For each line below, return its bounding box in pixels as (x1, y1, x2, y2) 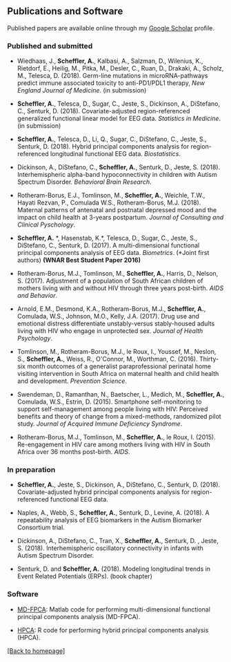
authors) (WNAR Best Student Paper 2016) (17, 256, 141, 265)
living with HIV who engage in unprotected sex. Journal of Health (17, 327, 203, 335)
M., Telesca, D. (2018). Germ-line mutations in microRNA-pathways (17, 72, 208, 80)
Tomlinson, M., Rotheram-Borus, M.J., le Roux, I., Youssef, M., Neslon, (17, 348, 217, 356)
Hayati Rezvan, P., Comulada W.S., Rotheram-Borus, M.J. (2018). (17, 198, 201, 207)
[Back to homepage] (7, 646, 66, 655)
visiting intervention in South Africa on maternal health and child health (17, 370, 219, 378)
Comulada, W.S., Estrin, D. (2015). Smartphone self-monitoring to (17, 397, 202, 406)
